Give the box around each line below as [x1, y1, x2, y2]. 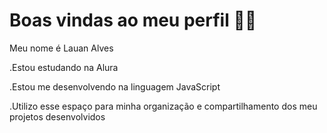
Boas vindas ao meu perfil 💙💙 [9, 9, 257, 32]
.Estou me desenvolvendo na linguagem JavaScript [9, 80, 221, 93]
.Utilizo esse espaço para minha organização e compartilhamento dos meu [9, 100, 318, 112]
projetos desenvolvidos [9, 110, 106, 123]
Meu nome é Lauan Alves [9, 42, 114, 54]
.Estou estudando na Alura [9, 61, 119, 73]
